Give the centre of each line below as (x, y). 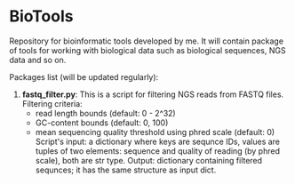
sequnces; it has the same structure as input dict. (126, 170)
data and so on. (38, 60)
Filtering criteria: (52, 103)
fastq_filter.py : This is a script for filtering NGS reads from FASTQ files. (153, 94)
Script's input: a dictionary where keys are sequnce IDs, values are (158, 141)
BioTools (41, 16)
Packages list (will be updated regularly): (84, 76)
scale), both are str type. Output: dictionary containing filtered (149, 160)
